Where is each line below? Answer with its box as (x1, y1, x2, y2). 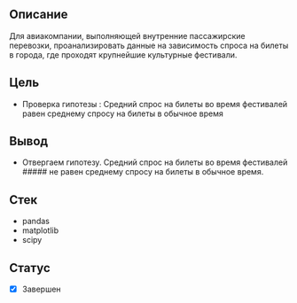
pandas (21, 216, 51, 227)
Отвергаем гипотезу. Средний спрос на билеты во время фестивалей (21, 157, 288, 167)
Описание (9, 7, 68, 22)
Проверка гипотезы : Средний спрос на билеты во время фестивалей (21, 98, 288, 109)
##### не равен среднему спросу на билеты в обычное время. (21, 167, 264, 177)
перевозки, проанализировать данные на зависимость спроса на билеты (9, 40, 289, 50)
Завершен (21, 284, 61, 295)
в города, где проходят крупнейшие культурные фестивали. (9, 49, 238, 60)
